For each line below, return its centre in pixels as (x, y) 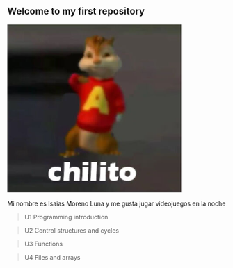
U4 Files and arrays (52, 257)
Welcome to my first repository (76, 11)
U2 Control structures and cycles (72, 230)
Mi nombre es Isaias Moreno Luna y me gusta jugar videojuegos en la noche (116, 203)
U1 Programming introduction (66, 217)
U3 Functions (43, 244)
